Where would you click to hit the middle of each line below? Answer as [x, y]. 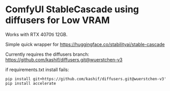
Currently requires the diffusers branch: [47, 54]
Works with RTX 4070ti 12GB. [36, 34]
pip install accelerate [31, 83]
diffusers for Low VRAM [58, 20]
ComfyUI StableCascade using [72, 9]
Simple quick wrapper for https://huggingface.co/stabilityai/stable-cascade [85, 44]
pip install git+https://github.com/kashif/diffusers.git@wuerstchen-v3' [86, 79]
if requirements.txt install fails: [37, 70]
